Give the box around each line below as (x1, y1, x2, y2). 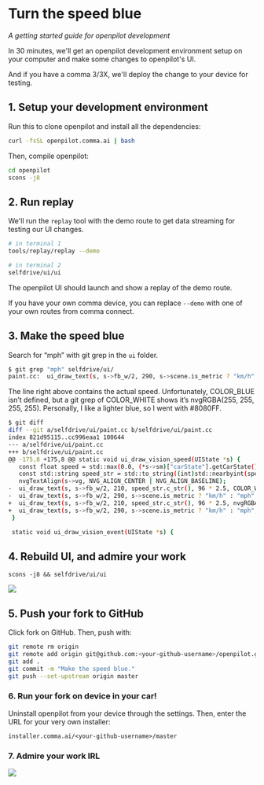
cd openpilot (8, 166, 51, 174)
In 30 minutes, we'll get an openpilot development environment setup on (8, 46, 243, 55)
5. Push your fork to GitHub (8, 606, 144, 620)
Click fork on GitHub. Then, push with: (8, 628, 132, 637)
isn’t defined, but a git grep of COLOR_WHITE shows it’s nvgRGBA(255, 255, (8, 395, 255, 405)
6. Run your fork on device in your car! (8, 691, 157, 702)
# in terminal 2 (8, 261, 61, 269)
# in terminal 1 (8, 240, 61, 248)
